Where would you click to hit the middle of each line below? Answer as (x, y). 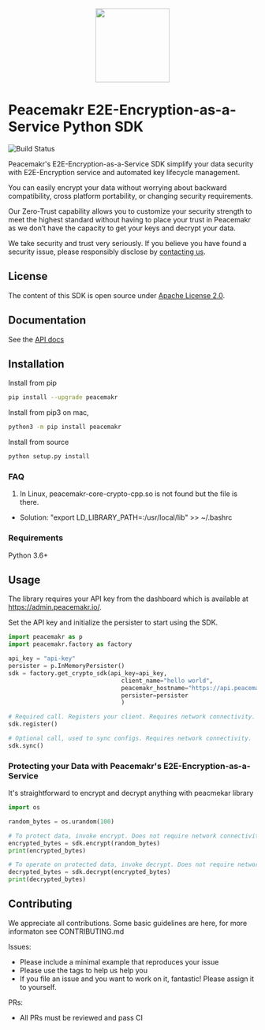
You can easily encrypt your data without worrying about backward (118, 187)
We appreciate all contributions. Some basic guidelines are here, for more (128, 923)
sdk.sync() (26, 745)
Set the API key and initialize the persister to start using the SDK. (113, 622)
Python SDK (103, 127)
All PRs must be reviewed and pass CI (81, 1017)
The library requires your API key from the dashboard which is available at (128, 599)
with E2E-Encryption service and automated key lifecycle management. (124, 172)
